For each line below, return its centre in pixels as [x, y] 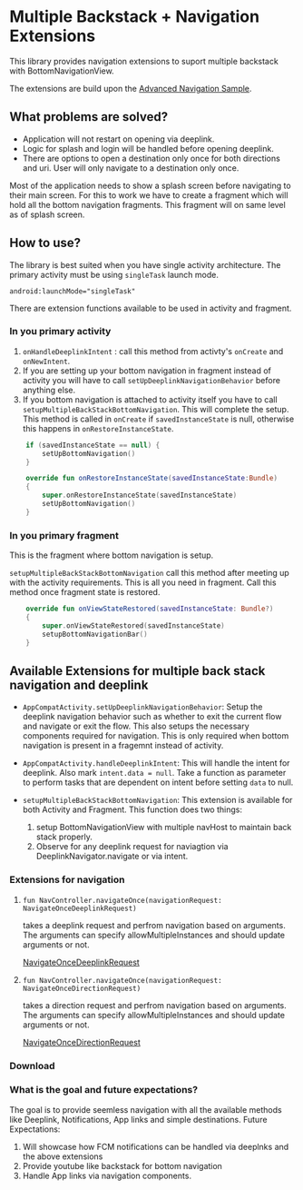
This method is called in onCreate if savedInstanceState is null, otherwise [158, 419]
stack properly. [64, 837]
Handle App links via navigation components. [107, 1175]
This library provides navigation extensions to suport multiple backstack [144, 61]
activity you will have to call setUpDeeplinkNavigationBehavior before [151, 380]
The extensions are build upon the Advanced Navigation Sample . [131, 88]
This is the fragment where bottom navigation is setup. [112, 555]
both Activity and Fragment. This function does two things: [132, 809]
